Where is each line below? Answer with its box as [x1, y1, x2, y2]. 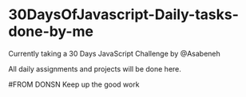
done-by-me [8, 22, 94, 41]
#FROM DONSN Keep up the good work [8, 80, 140, 89]
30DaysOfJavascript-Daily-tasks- [8, 6, 240, 24]
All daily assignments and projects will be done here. [8, 64, 182, 73]
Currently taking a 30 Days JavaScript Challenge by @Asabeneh [8, 48, 221, 58]
